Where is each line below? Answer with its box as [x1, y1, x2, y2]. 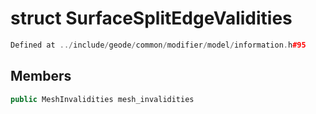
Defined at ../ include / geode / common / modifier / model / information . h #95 [10, 40, 307, 50]
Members [10, 68, 72, 85]
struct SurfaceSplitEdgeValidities [10, 7, 293, 30]
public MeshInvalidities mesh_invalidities [10, 94, 195, 104]
